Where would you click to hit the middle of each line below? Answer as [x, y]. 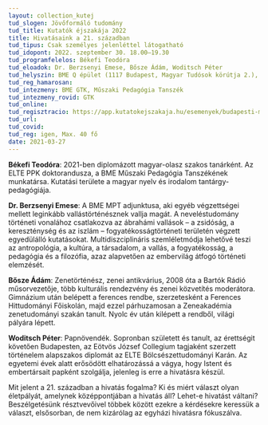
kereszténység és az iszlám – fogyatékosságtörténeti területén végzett [124, 230]
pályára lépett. [32, 322]
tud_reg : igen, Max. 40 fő [53, 134]
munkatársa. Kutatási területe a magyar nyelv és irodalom [102, 181]
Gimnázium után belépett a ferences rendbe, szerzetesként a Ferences [125, 297]
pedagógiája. [30, 190]
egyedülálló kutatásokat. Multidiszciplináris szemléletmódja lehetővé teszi [130, 239]
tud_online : [28, 104]
